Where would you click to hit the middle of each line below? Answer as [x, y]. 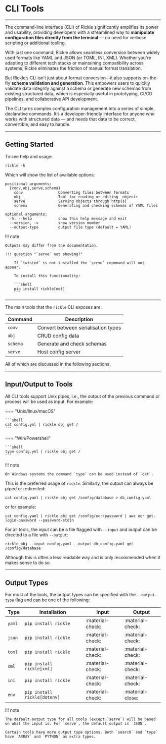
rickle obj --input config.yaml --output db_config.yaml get [69, 544]
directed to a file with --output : [37, 535]
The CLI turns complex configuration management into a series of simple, [80, 108]
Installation [53, 612]
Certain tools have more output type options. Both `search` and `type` [82, 732]
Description [79, 319]
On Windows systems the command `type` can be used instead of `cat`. [79, 474]
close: [131, 698]
